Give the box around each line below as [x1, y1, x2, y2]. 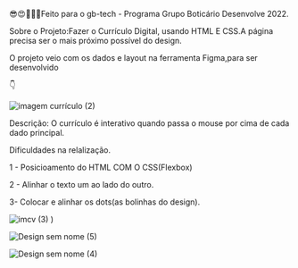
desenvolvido [9, 63, 60, 72]
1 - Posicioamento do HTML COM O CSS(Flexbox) [9, 162, 194, 172]
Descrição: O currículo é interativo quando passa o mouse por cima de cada [9, 118, 290, 129]
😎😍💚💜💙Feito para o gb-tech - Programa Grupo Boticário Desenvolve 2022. [9, 9, 289, 19]
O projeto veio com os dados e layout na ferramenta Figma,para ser [9, 53, 259, 63]
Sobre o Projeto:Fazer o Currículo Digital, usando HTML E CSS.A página [9, 26, 274, 36]
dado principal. [9, 128, 65, 138]
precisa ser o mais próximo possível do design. [9, 36, 183, 46]
